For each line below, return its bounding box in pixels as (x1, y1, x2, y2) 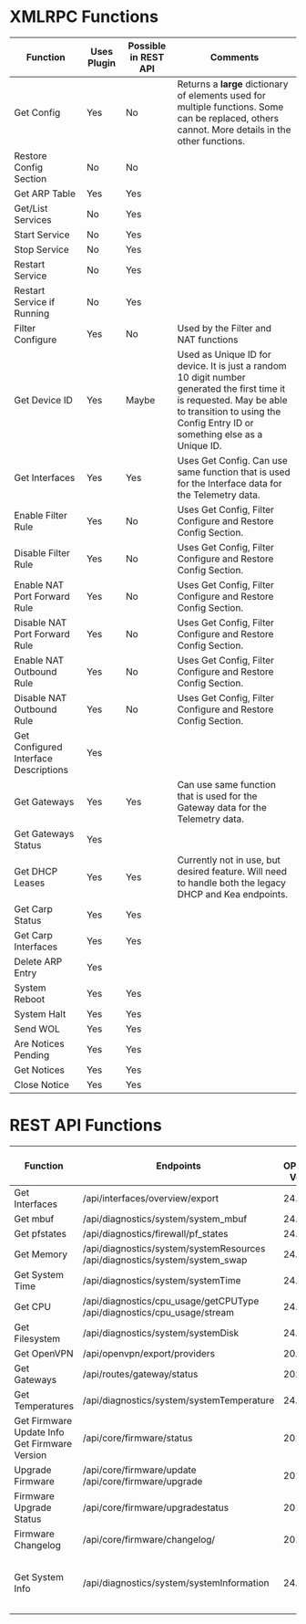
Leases (14, 876, 46, 889)
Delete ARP (14, 955, 63, 968)
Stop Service (14, 243, 70, 256)
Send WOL (14, 1022, 61, 1035)
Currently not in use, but (177, 854, 280, 866)
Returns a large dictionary (177, 78, 289, 90)
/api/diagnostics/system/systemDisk (82, 1326, 240, 1339)
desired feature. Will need (177, 864, 288, 877)
